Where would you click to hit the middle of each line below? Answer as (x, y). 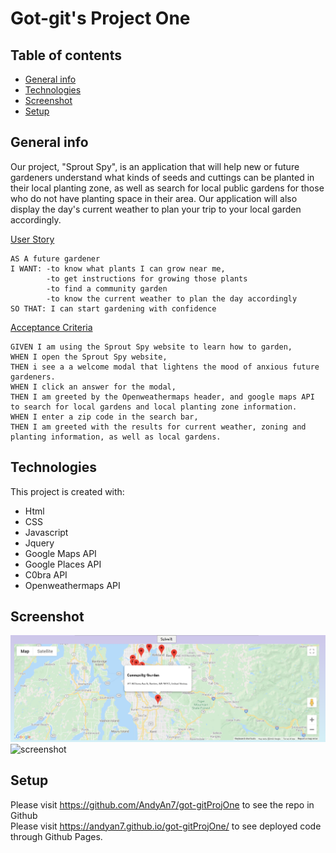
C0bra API (46, 574)
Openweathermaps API (72, 585)
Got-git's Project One (100, 18)
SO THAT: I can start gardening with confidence (113, 308)
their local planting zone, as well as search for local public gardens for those (167, 188)
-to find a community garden (107, 288)
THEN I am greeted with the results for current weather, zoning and (158, 427)
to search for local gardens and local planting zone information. (154, 407)
